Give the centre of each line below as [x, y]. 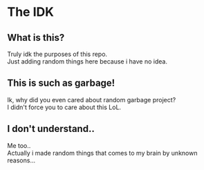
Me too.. [19, 145]
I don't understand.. [51, 129]
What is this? [36, 38]
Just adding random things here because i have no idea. [87, 62]
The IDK [30, 12]
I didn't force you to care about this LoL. [64, 107]
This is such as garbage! [61, 83]
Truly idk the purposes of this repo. [57, 54]
